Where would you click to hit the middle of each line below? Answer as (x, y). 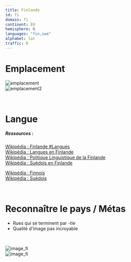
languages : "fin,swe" (28, 34)
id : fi (12, 15)
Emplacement (35, 68)
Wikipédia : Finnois (25, 173)
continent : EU (20, 24)
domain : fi (17, 19)
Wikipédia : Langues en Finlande (40, 152)
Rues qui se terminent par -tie (44, 223)
